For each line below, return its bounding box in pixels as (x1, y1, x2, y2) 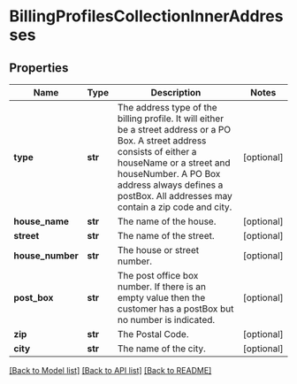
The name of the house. (117, 215, 217, 227)
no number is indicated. (117, 314, 216, 326)
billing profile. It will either (117, 112, 224, 125)
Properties (9, 60, 69, 75)
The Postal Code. (117, 328, 189, 340)
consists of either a (117, 146, 197, 157)
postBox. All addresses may (117, 190, 232, 202)
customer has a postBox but (117, 303, 234, 315)
